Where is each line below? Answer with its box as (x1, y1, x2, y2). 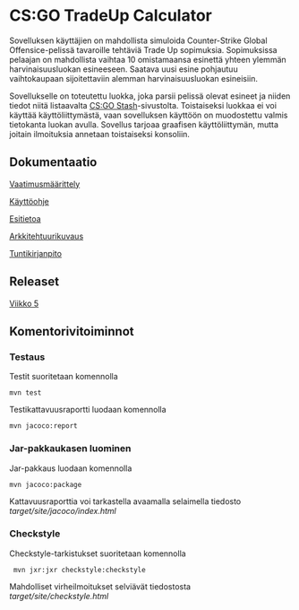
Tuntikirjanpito (9, 248, 63, 258)
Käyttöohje (9, 196, 49, 206)
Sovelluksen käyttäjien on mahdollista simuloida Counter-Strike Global (9, 35, 268, 46)
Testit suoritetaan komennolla (9, 371, 118, 382)
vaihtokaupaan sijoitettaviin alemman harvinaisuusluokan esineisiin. (9, 73, 258, 83)
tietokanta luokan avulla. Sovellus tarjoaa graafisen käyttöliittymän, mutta (9, 118, 279, 130)
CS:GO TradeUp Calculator (9, 5, 212, 26)
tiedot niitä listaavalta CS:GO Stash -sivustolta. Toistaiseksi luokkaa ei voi (9, 100, 278, 110)
